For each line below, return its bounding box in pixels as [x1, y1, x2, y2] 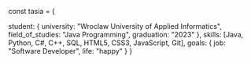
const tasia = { [8, 7, 55, 16]
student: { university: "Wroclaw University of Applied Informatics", [8, 22, 222, 30]
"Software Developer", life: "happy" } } [8, 47, 133, 55]
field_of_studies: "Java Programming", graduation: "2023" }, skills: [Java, [8, 30, 244, 39]
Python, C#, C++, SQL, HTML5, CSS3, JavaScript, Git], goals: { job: [8, 38, 226, 47]
